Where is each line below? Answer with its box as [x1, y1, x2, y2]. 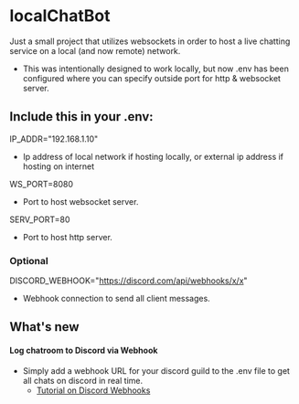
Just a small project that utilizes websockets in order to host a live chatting [9, 36, 291, 47]
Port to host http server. [22, 231, 112, 242]
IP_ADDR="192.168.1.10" [9, 133, 99, 144]
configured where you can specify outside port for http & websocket [22, 72, 282, 83]
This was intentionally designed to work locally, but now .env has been [22, 63, 290, 74]
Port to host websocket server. [22, 196, 139, 207]
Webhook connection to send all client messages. [22, 293, 210, 304]
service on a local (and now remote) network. [9, 45, 181, 56]
